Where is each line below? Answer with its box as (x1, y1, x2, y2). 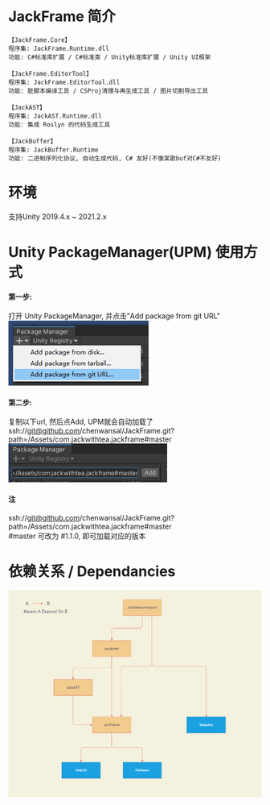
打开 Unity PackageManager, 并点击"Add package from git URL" (8, 311, 221, 321)
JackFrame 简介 (8, 7, 117, 26)
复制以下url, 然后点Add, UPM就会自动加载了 (8, 417, 153, 427)
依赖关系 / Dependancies (8, 562, 176, 580)
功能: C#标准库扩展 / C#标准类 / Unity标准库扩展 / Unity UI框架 (8, 53, 211, 61)
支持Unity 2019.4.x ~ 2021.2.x (8, 211, 107, 222)
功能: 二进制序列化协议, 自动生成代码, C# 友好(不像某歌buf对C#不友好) (8, 154, 222, 162)
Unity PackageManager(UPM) (8, 243, 213, 262)
